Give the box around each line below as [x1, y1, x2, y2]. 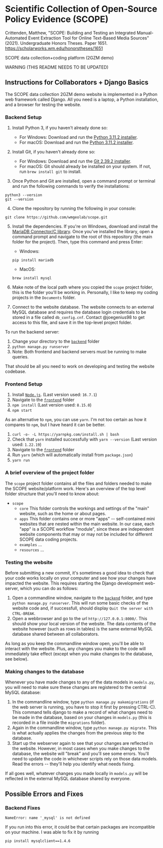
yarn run [12, 458, 30, 463]
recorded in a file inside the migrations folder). [12, 719, 106, 726]
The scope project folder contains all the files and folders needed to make [5, 480, 152, 486]
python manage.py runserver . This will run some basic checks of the [12, 600, 148, 606]
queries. [12, 354, 29, 360]
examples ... [19, 541, 42, 547]
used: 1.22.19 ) [12, 442, 42, 447]
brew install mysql [12, 276, 52, 281]
